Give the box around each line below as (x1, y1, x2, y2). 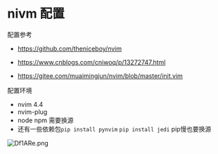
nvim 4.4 (17, 100, 44, 108)
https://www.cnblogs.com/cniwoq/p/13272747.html (17, 58, 166, 66)
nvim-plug (17, 108, 48, 116)
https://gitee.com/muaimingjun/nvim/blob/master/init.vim (17, 71, 183, 80)
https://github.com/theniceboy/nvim (17, 44, 122, 53)
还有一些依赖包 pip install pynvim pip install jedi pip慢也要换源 (17, 124, 212, 133)
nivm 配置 (7, 6, 65, 22)
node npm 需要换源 (17, 116, 74, 124)
